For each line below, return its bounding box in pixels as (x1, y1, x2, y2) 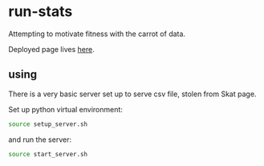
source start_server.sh (8, 150, 88, 158)
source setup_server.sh (8, 119, 88, 128)
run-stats (8, 2, 73, 21)
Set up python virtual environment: (8, 104, 123, 114)
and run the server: (8, 135, 72, 144)
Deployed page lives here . (8, 44, 95, 54)
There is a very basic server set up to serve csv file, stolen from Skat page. (8, 89, 257, 99)
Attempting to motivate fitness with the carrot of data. (8, 29, 186, 38)
